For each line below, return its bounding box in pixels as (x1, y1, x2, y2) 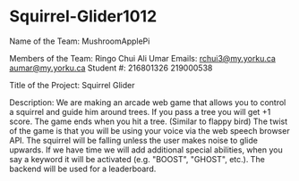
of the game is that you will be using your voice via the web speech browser (9, 125, 290, 136)
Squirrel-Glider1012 (9, 6, 158, 27)
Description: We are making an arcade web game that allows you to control (9, 96, 286, 108)
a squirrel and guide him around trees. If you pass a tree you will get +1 (9, 106, 271, 117)
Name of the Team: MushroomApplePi (9, 36, 150, 46)
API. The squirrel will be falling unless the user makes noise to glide (9, 135, 258, 145)
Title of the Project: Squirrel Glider (9, 79, 135, 90)
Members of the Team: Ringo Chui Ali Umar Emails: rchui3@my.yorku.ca (9, 53, 276, 63)
